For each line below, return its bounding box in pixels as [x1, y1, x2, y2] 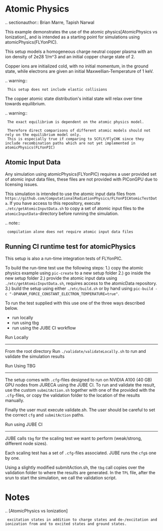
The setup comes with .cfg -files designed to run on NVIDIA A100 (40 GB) [5, 377, 152, 382]
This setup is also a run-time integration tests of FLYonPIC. [5, 255, 123, 261]
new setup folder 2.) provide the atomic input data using [5, 275, 117, 281]
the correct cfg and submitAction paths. [5, 412, 85, 418]
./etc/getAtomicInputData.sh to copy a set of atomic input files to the [5, 205, 145, 211]
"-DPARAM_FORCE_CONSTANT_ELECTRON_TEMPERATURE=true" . [9, 290, 120, 297]
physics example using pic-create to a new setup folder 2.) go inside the [5, 270, 151, 276]
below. [5, 305, 18, 311]
